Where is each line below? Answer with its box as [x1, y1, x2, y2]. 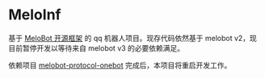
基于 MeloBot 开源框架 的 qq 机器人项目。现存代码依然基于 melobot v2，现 [8, 33, 257, 43]
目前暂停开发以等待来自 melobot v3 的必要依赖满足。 [8, 43, 185, 53]
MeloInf [8, 6, 61, 24]
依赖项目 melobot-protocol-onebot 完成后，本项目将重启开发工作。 [8, 60, 232, 70]
